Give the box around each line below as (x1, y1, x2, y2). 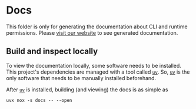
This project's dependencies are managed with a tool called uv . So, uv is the (6, 68, 190, 75)
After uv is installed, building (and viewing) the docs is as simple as (6, 86, 168, 93)
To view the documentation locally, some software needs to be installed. (6, 62, 181, 69)
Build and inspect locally (6, 47, 98, 57)
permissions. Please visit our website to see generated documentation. (6, 29, 178, 36)
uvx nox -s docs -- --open (6, 97, 72, 103)
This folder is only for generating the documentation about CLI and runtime (6, 23, 188, 30)
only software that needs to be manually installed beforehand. (6, 74, 157, 81)
